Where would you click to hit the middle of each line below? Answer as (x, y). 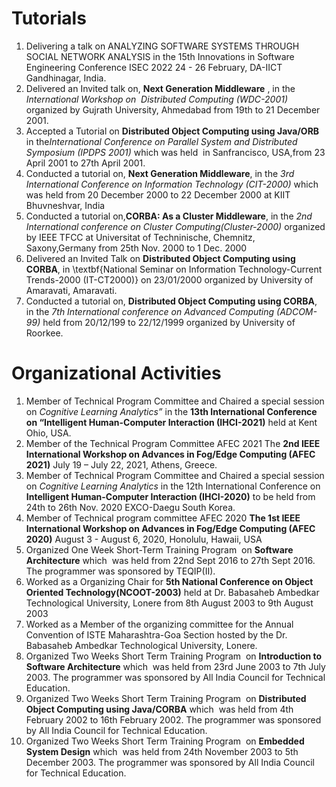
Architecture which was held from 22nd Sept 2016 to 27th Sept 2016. (170, 560)
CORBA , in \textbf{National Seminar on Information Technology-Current (174, 269)
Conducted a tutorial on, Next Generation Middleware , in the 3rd (160, 173)
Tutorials (49, 18)
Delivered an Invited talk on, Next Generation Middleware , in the (160, 88)
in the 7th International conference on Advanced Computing (150, 311)
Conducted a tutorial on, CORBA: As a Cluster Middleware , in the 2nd (169, 216)
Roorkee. (44, 333)
